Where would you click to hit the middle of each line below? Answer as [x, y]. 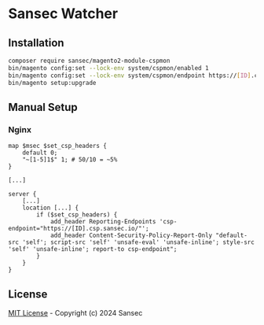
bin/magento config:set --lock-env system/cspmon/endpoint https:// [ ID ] [130, 76]
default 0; [40, 153]
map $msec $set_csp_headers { [58, 146]
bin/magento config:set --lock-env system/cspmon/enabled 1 [109, 68]
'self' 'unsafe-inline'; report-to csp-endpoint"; [93, 249]
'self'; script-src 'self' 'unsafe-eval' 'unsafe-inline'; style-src [139, 242]
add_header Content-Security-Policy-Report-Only [131, 236]
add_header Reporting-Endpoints [103, 222]
